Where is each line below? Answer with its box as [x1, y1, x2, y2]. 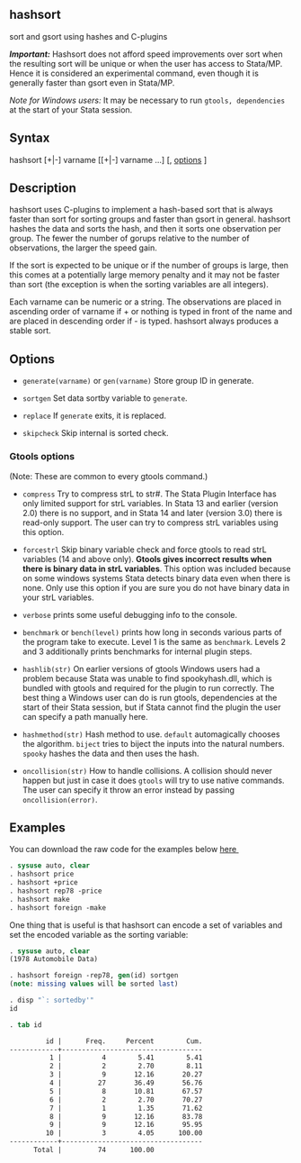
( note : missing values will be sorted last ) [9, 979, 179, 989]
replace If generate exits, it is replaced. [22, 410, 167, 422]
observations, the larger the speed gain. [9, 242, 157, 253]
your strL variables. [22, 592, 94, 603]
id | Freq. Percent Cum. [45, 1036, 203, 1046]
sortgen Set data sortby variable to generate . [22, 393, 188, 404]
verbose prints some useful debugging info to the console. [22, 609, 238, 620]
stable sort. [9, 325, 51, 336]
